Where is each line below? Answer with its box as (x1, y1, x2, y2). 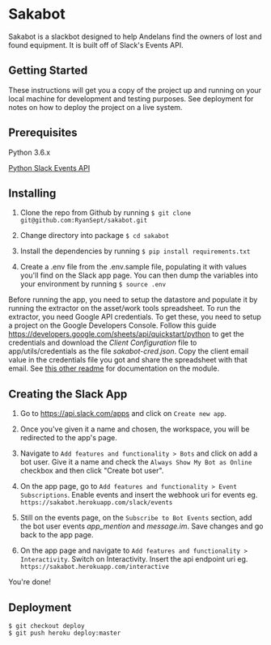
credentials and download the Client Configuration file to (8, 337, 197, 348)
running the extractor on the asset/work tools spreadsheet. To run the (8, 303, 241, 313)
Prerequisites (8, 126, 78, 140)
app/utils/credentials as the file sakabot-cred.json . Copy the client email (8, 346, 249, 356)
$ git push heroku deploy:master (8, 629, 121, 637)
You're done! (8, 577, 51, 587)
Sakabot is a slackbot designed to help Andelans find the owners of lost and (8, 32, 262, 41)
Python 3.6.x (8, 147, 51, 157)
